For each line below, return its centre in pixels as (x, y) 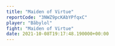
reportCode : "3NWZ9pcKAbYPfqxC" (47, 17)
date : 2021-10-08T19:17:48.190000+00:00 (58, 34)
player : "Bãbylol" (29, 23)
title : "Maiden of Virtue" (40, 12)
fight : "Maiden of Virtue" (40, 28)
